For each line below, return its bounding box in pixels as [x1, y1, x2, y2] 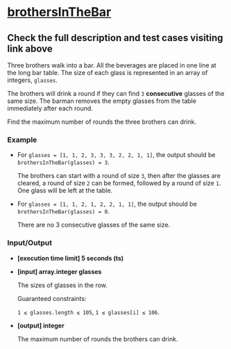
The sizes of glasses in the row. [17, 281, 108, 289]
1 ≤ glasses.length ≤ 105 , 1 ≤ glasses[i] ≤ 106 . [17, 307, 160, 316]
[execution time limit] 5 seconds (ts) [17, 254, 124, 262]
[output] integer [17, 321, 65, 330]
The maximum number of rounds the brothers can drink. [17, 334, 178, 343]
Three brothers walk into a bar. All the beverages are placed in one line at [7, 61, 216, 70]
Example [7, 135, 37, 145]
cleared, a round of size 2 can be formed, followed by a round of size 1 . [17, 179, 221, 188]
